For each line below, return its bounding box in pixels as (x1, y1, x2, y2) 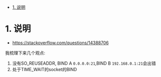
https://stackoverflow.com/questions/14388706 (12, 40, 109, 46)
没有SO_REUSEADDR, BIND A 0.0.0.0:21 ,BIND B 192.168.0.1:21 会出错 (12, 60, 156, 66)
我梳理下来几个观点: (5, 50, 46, 55)
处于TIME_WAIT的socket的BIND (12, 66, 77, 72)
